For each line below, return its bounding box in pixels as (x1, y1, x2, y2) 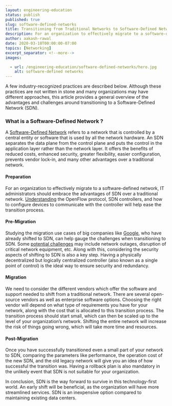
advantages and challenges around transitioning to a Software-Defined (5, 99, 155, 105)
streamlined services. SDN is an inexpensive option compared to (5, 390, 142, 396)
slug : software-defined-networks (5, 22, 77, 27)
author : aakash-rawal (5, 36, 52, 41)
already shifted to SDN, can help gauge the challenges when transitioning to (5, 235, 166, 241)
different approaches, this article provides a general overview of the (5, 94, 149, 100)
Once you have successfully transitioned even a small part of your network (5, 347, 164, 353)
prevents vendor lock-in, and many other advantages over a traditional (5, 157, 154, 163)
